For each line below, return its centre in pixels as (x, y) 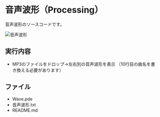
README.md (25, 110)
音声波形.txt (24, 104)
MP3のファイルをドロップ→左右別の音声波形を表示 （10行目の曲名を (81, 64)
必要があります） (46, 70)
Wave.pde (22, 99)
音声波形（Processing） (54, 10)
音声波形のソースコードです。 (35, 24)
